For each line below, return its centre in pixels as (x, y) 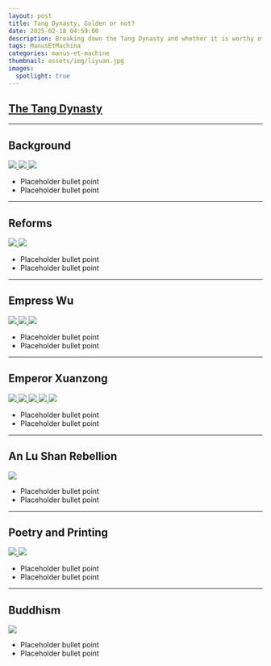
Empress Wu (41, 301)
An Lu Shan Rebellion (63, 456)
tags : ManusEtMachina (45, 46)
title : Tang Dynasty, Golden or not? (72, 23)
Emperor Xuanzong (58, 379)
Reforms (30, 223)
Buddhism (35, 610)
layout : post (30, 16)
